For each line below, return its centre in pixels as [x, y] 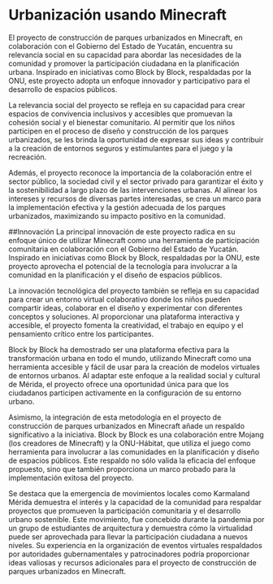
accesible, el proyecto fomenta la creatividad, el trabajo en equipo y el [126, 325]
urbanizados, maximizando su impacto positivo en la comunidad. [117, 216]
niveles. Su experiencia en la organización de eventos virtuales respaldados [135, 545]
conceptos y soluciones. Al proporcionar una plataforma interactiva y [124, 316]
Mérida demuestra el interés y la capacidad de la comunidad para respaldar [135, 502]
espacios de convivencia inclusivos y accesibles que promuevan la [121, 113]
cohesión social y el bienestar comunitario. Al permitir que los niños [122, 122]
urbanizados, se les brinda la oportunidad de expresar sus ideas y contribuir [136, 139]
